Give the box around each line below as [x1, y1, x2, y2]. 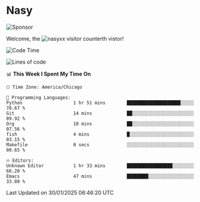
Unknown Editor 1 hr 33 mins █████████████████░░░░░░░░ [6, 162, 195, 168]
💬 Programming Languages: [6, 94, 71, 101]
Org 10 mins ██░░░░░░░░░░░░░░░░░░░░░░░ [6, 120, 195, 126]
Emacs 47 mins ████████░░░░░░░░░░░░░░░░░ [6, 173, 195, 179]
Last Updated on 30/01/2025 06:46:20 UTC [6, 189, 114, 196]
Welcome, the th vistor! [6, 35, 124, 42]
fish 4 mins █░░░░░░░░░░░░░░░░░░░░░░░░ [6, 131, 195, 137]
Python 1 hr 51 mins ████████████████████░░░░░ [6, 100, 195, 105]
